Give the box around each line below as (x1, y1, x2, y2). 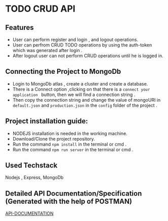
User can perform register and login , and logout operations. (12, 36, 138, 42)
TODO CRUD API (5, 3, 76, 15)
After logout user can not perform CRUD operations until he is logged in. (12, 53, 163, 59)
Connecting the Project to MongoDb (5, 67, 121, 76)
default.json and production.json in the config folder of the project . (12, 102, 158, 108)
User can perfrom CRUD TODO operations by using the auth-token (12, 42, 152, 48)
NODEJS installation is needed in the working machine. (12, 130, 128, 137)
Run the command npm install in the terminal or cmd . (12, 141, 127, 147)
